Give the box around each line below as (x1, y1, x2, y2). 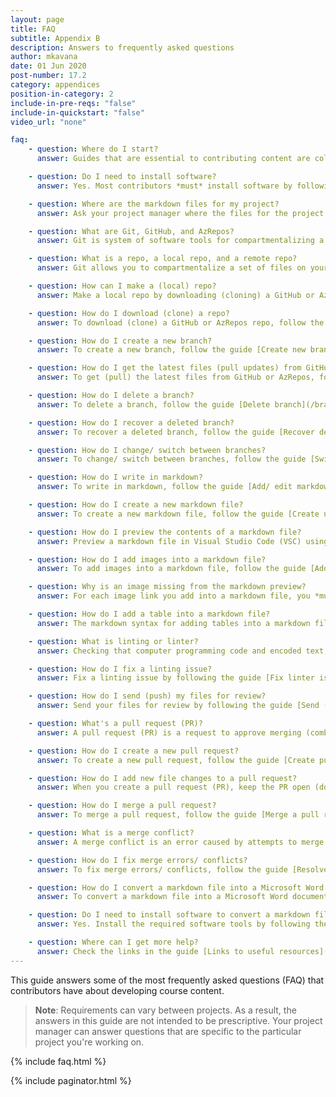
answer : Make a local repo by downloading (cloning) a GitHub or (36, 290, 315, 300)
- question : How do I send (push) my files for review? (28, 691, 267, 701)
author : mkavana (10, 52, 78, 62)
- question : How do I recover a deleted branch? (28, 417, 235, 428)
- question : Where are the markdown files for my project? (28, 199, 280, 209)
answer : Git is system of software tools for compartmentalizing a (36, 236, 325, 246)
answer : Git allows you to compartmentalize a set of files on (36, 263, 307, 273)
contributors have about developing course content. (10, 984, 225, 996)
